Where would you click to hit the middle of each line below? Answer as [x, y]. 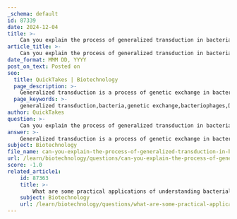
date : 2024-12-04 [33, 27]
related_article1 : [34, 171]
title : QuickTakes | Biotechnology [66, 79]
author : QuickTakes [36, 112]
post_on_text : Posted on [44, 66]
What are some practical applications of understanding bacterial [132, 191]
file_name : [23, 152]
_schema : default [33, 14]
